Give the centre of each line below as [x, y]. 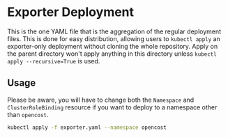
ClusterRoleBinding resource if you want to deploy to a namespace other [112, 107]
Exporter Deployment [71, 12]
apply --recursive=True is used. [54, 61]
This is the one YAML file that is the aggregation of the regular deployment [114, 31]
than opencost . [28, 114]
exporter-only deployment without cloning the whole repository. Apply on [113, 46]
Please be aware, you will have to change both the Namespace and [101, 100]
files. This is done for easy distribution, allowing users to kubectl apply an [114, 38]
